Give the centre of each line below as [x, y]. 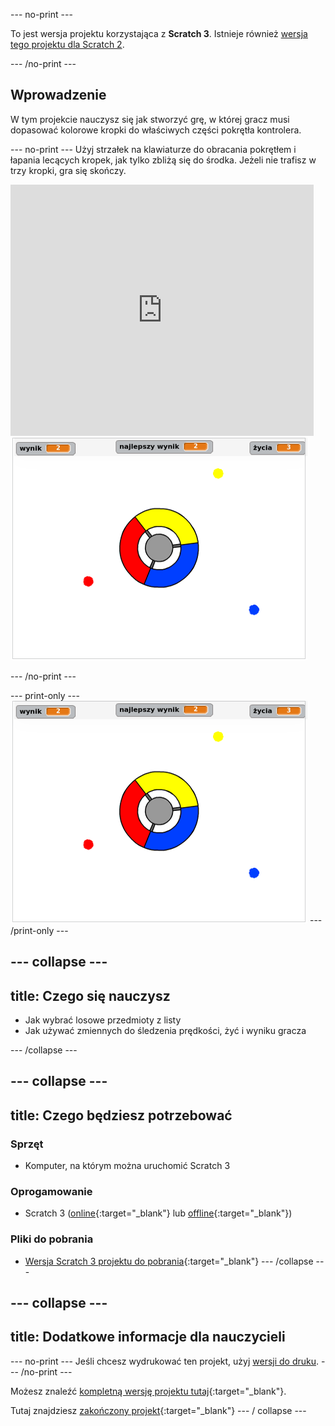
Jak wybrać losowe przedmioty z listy [103, 1020]
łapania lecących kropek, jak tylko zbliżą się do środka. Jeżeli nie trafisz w [163, 160]
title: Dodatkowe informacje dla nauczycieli [148, 1337]
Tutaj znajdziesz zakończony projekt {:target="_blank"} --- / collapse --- [158, 1410]
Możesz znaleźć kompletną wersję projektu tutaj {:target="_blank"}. [148, 1391]
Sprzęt [27, 1144]
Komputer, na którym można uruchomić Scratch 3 [127, 1166]
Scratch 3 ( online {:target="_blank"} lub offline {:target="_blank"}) [158, 1213]
